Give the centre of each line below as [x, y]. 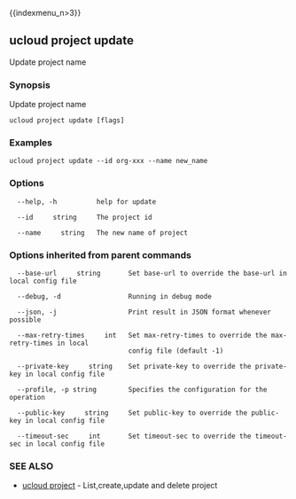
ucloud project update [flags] [67, 121]
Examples [31, 143]
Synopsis [30, 85]
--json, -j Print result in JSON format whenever [144, 312]
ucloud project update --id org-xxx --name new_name [109, 161]
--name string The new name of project [103, 233]
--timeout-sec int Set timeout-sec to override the [134, 436]
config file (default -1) [176, 351]
